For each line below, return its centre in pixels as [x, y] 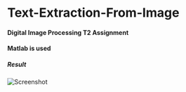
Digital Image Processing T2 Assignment [68, 32]
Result [17, 64]
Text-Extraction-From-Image [93, 13]
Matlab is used [29, 48]
